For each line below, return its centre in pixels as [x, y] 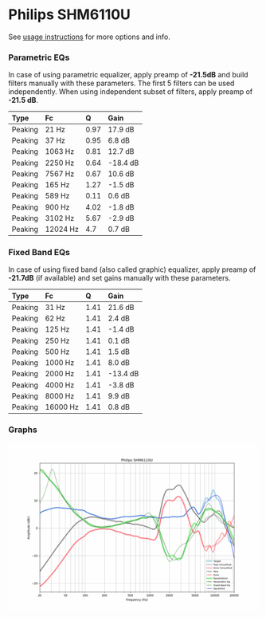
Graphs [23, 430]
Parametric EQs [39, 57]
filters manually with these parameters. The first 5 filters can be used [121, 83]
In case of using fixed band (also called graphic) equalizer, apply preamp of [132, 269]
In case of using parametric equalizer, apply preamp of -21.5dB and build [128, 75]
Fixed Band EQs [39, 252]
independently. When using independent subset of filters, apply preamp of [131, 92]
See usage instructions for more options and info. [90, 37]
